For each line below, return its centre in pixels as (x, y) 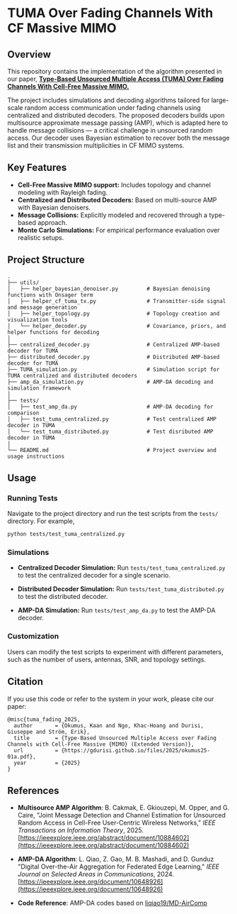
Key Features (37, 168)
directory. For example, (41, 521)
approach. (53, 222)
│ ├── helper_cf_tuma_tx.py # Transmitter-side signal (117, 301)
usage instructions (36, 456)
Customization (33, 637)
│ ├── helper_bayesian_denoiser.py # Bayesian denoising (109, 289)
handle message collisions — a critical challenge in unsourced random (110, 130)
